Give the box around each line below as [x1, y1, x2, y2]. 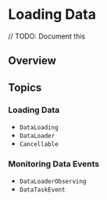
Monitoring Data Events [8, 158, 100, 169]
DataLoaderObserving [19, 178, 87, 186]
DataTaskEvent [19, 186, 66, 194]
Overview [8, 54, 57, 67]
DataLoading [19, 124, 59, 132]
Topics [8, 81, 42, 94]
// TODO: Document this [8, 31, 86, 41]
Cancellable [19, 140, 59, 148]
